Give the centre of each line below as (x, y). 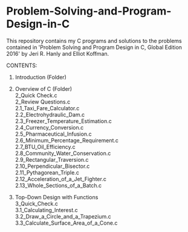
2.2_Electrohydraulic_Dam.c (50, 114)
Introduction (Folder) (41, 77)
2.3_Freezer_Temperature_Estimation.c (63, 121)
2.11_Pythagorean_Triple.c (47, 172)
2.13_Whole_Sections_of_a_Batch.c (58, 185)
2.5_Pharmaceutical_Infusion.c (53, 134)
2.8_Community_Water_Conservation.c (63, 153)
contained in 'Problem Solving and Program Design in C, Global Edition (94, 47)
